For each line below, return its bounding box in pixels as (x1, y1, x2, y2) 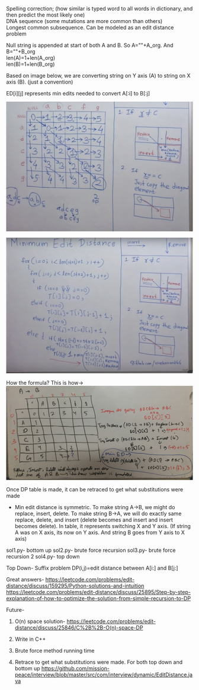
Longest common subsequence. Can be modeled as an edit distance (6, 24, 174, 31)
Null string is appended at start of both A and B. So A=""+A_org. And (6, 41, 174, 49)
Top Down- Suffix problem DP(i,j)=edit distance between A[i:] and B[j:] (6, 564, 179, 571)
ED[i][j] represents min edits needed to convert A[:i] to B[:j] (6, 90, 150, 97)
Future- (6, 606, 25, 613)
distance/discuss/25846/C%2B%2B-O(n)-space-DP (14, 624, 143, 631)
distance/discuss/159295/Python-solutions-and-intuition (6, 582, 145, 589)
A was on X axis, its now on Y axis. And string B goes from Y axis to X (14, 529, 185, 536)
